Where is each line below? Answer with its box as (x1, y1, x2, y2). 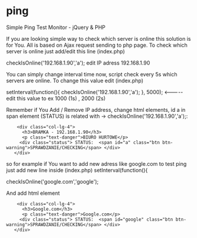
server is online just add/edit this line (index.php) (6, 47, 125, 54)
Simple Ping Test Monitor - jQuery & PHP (6, 24, 106, 31)
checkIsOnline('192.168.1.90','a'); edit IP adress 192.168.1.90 (6, 59, 150, 66)
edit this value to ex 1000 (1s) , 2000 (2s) (6, 95, 106, 102)
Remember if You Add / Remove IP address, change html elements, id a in (6, 106, 186, 113)
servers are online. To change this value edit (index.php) (6, 77, 144, 84)
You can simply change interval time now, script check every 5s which (6, 70, 177, 78)
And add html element (6, 189, 60, 197)
